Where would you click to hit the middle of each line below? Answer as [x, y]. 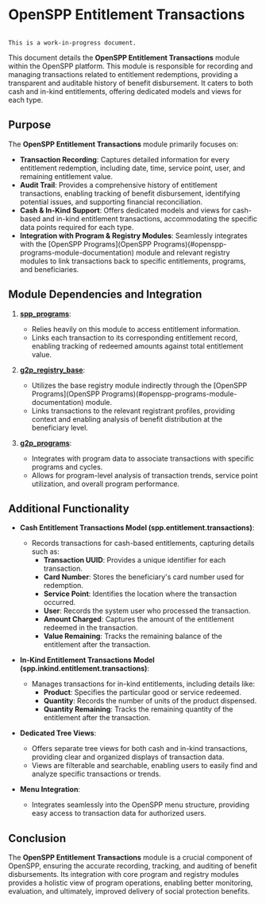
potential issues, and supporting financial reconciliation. [111, 201]
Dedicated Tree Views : [58, 733]
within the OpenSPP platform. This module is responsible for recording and [131, 66]
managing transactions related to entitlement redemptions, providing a [123, 74]
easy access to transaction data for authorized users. [119, 813]
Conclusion [37, 838]
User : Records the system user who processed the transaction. [147, 611]
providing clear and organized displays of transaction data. [128, 757]
